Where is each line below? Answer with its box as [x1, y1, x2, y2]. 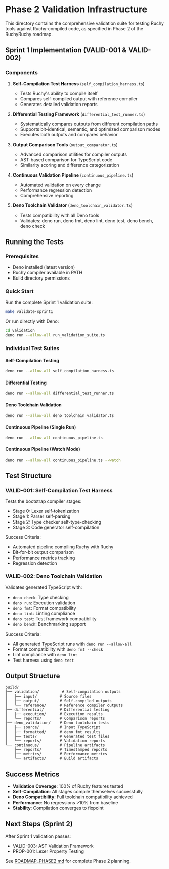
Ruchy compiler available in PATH [12, 270, 82, 276]
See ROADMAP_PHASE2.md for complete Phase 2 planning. [5, 858, 131, 864]
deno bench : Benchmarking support [12, 621, 86, 627]
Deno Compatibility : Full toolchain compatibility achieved [12, 794, 133, 800]
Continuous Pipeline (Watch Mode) [5, 446, 80, 453]
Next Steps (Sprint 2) [5, 819, 73, 828]
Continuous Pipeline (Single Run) [5, 424, 76, 430]
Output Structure [5, 671, 60, 680]
